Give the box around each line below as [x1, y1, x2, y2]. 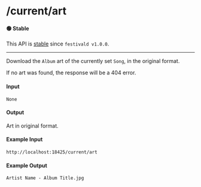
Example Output [6, 162, 48, 169]
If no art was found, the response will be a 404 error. [6, 69, 136, 76]
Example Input [6, 136, 43, 143]
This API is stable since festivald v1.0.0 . [6, 40, 109, 47]
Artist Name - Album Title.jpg [6, 175, 84, 181]
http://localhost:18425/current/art [6, 149, 98, 155]
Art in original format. [6, 122, 59, 129]
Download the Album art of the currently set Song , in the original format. [6, 58, 180, 65]
